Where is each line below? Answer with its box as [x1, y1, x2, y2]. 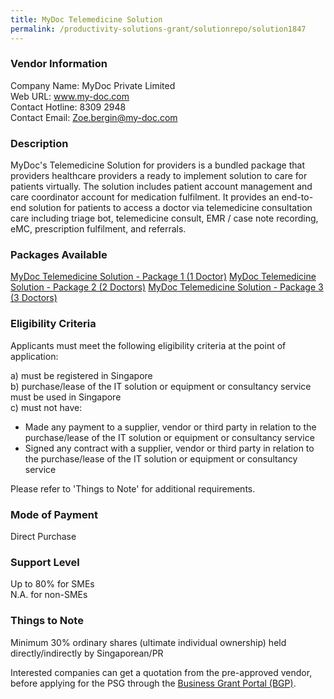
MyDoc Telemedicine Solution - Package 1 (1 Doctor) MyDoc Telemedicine [10, 271, 317, 283]
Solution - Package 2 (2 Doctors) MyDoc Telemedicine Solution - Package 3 [10, 281, 324, 293]
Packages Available [10, 248, 108, 262]
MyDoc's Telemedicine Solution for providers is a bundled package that [10, 159, 305, 171]
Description [10, 136, 69, 150]
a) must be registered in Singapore [10, 369, 153, 381]
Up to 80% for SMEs [10, 578, 95, 590]
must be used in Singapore [10, 391, 122, 403]
